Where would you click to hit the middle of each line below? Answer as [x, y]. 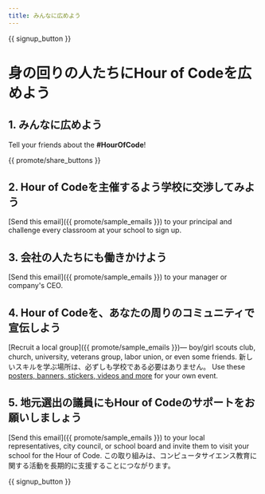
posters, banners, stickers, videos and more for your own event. [113, 376]
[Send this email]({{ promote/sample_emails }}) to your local [107, 437]
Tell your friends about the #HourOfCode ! [77, 144]
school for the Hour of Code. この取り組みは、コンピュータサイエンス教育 [129, 455]
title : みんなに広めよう [45, 16]
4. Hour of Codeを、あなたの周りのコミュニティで [132, 312]
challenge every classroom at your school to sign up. [95, 230]
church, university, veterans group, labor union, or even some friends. [123, 357]
